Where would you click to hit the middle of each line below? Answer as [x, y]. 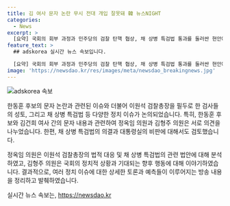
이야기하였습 [202, 163]
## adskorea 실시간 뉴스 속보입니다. [60, 52]
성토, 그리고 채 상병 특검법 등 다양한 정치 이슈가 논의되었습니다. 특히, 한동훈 [114, 114]
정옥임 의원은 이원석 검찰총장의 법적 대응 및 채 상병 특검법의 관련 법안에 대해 [108, 154]
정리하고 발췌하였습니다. [46, 180]
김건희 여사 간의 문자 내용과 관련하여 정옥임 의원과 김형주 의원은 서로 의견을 [120, 123]
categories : [24, 20]
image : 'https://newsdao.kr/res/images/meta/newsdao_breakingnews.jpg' [111, 70]
